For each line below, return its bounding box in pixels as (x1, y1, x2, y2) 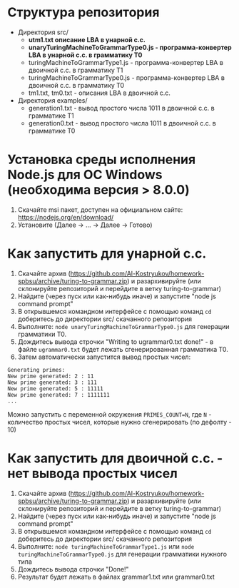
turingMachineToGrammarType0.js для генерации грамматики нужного (17, 549, 227, 558)
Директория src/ (17, 28, 69, 36)
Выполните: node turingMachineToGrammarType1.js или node (17, 542, 195, 550)
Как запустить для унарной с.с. (7, 245, 207, 262)
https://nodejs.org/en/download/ (17, 213, 114, 221)
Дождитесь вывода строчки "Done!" (17, 564, 130, 573)
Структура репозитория (7, 4, 160, 21)
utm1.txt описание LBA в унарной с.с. (28, 35, 146, 44)
